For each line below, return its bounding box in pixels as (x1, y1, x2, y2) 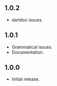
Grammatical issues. (11, 44, 53, 50)
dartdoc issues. (11, 17, 43, 22)
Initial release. (11, 76, 40, 82)
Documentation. (11, 49, 44, 55)
